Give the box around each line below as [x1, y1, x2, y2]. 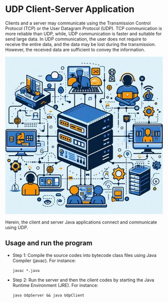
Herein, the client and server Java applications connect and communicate [5, 219, 157, 225]
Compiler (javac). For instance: [12, 257, 76, 263]
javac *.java [12, 268, 40, 273]
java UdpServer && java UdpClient [12, 292, 84, 298]
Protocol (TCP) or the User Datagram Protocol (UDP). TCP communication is [5, 25, 162, 31]
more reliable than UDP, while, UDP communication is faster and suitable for [5, 30, 162, 36]
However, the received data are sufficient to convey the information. [5, 46, 145, 52]
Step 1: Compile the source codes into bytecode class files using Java [12, 252, 156, 258]
